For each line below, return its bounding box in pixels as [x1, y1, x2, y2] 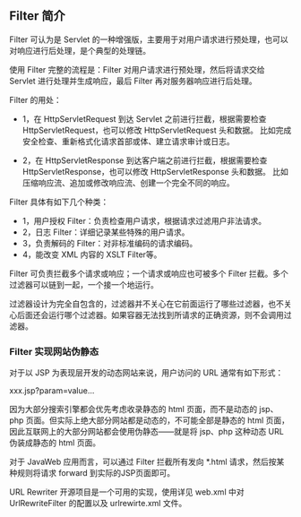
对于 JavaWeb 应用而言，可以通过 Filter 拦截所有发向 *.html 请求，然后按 [9, 456, 277, 468]
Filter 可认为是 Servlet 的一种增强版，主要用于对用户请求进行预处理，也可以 [9, 34, 288, 45]
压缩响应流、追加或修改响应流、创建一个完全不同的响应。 [21, 177, 235, 188]
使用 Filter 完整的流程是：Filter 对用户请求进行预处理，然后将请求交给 [9, 64, 266, 74]
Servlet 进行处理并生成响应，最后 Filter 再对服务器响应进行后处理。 [9, 75, 257, 86]
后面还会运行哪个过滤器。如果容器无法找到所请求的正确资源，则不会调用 [16, 309, 284, 320]
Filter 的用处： [9, 94, 63, 105]
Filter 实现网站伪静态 [9, 345, 99, 358]
